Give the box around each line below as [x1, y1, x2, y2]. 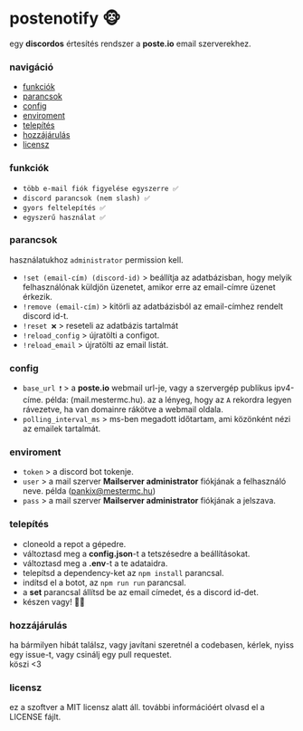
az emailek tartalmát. [22, 423, 101, 434]
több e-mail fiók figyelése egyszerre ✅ [22, 184, 179, 193]
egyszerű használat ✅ [22, 213, 106, 222]
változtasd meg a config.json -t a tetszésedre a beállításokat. [22, 548, 251, 559]
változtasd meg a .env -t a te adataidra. [22, 557, 168, 569]
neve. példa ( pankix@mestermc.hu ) [22, 486, 156, 496]
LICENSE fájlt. [9, 711, 62, 723]
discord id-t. [22, 310, 70, 321]
